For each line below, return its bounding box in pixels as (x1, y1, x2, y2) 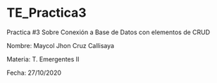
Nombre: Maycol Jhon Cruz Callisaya (6, 41, 114, 50)
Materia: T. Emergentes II (6, 54, 80, 63)
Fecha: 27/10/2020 (6, 68, 61, 77)
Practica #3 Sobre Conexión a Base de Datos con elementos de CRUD (6, 28, 211, 36)
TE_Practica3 (6, 5, 87, 21)
